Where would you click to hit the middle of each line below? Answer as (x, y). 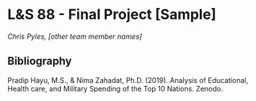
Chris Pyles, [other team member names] (75, 36)
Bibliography (40, 61)
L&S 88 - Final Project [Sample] (112, 15)
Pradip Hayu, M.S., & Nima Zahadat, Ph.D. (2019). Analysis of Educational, (128, 80)
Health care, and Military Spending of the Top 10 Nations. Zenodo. (115, 88)
